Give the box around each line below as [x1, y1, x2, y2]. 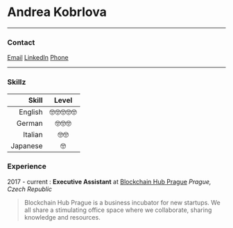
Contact [7, 38, 35, 47]
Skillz [7, 77, 26, 87]
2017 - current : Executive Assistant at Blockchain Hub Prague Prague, [7, 177, 212, 186]
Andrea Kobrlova [7, 4, 107, 20]
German [16, 118, 43, 128]
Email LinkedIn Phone [7, 54, 69, 62]
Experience [7, 161, 46, 171]
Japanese [10, 140, 43, 150]
